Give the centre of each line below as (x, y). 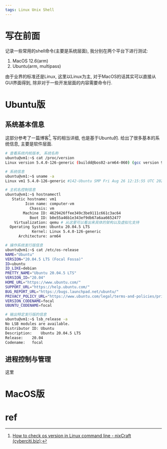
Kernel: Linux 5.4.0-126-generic (66, 232)
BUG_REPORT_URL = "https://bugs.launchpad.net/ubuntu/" (62, 292)
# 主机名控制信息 (20, 190)
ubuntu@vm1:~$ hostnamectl (33, 195)
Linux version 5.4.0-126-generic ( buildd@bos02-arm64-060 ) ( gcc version (82, 163)
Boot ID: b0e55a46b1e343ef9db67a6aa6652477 (75, 218)
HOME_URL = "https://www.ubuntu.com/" (43, 282)
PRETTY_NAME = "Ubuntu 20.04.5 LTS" (41, 273)
